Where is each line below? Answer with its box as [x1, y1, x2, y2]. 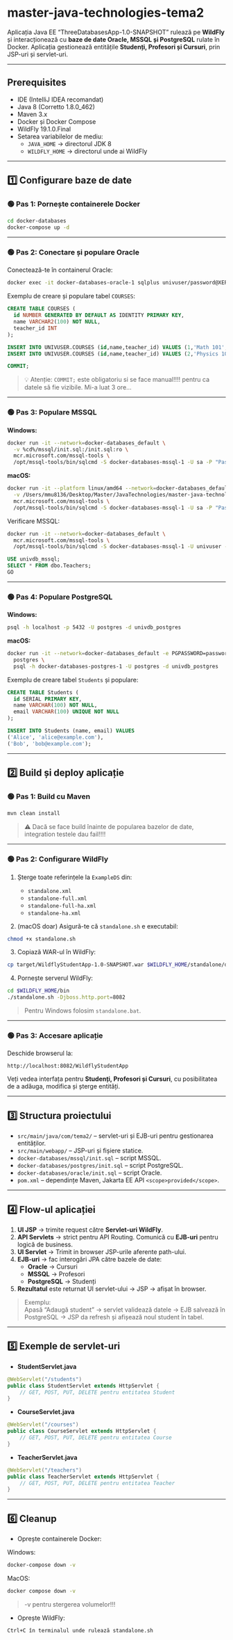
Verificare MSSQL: [7, 517, 60, 525]
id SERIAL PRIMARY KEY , [13, 696, 82, 702]
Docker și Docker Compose [17, 117, 96, 126]
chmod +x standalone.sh [7, 935, 76, 942]
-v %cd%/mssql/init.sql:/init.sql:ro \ [13, 446, 129, 453]
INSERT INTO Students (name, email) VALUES [7, 727, 135, 734]
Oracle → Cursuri [27, 1262, 78, 1271]
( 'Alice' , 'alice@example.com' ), [7, 734, 104, 741]
